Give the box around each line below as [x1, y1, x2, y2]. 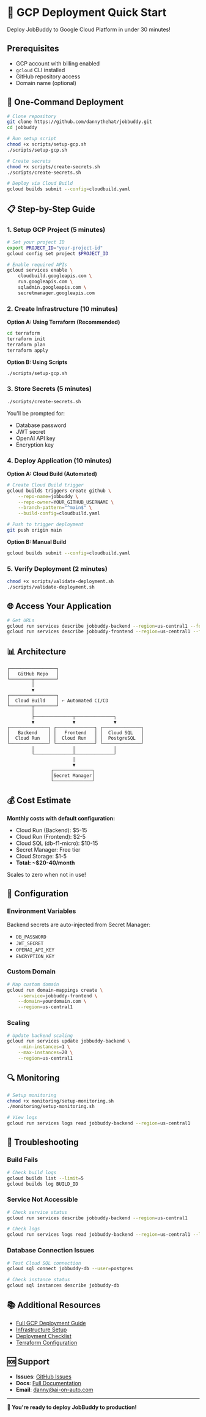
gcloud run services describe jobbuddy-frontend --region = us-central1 [7, 628, 191, 635]
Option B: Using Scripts [7, 358, 68, 366]
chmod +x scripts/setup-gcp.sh [7, 141, 87, 147]
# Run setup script [7, 136, 57, 142]
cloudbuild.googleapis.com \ [18, 273, 92, 279]
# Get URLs [7, 617, 35, 623]
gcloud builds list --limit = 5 [7, 1175, 84, 1181]
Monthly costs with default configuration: [7, 814, 116, 822]
